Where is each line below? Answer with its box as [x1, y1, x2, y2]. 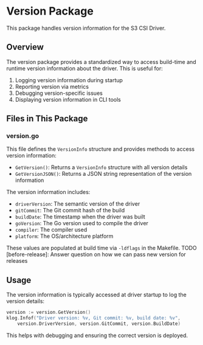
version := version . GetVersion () [6, 309, 91, 316]
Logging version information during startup [15, 76, 123, 83]
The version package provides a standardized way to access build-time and [6, 58, 196, 65]
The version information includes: [6, 189, 91, 196]
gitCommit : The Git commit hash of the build [15, 207, 125, 214]
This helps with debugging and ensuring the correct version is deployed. [6, 332, 188, 339]
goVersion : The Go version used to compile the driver [15, 220, 149, 227]
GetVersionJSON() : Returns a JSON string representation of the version [15, 170, 192, 178]
